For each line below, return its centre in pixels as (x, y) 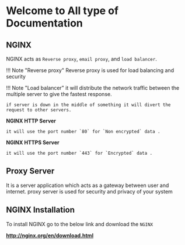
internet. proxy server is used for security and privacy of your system (90, 191)
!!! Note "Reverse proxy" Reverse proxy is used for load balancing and (90, 70)
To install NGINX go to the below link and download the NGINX (80, 224)
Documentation (45, 23)
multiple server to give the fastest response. (59, 94)
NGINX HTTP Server (31, 121)
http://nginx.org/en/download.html (50, 235)
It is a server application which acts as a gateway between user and (88, 185)
